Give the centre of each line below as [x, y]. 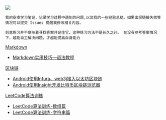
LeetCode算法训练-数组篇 [39, 106]
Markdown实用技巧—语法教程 [43, 57]
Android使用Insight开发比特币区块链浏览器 [56, 85]
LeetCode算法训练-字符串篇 [41, 112]
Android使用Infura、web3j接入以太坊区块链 [57, 78]
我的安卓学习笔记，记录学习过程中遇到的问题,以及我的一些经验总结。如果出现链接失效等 [83, 17]
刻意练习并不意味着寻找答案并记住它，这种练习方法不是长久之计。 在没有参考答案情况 [81, 32]
